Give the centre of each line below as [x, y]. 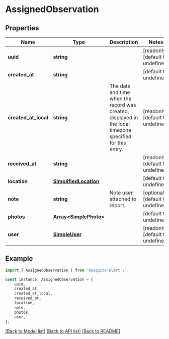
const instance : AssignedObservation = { [49, 279]
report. [117, 205]
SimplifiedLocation [76, 181]
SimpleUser [67, 234]
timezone [120, 130]
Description [124, 42]
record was [123, 105]
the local [119, 124]
